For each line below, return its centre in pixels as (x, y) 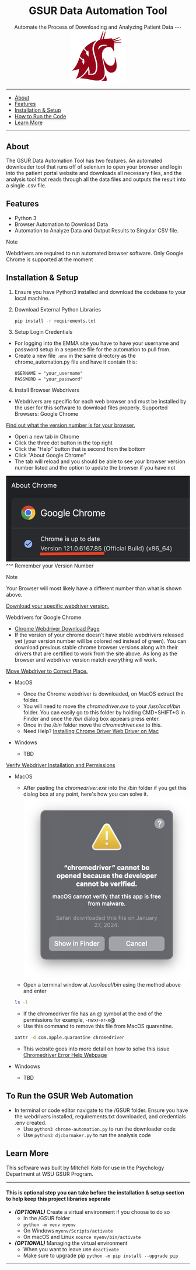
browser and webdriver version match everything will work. (86, 660)
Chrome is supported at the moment (50, 259)
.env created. (30, 1122)
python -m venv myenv (49, 1225)
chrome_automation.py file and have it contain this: (76, 362)
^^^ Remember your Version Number (50, 566)
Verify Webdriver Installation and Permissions (61, 765)
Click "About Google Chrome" (50, 456)
